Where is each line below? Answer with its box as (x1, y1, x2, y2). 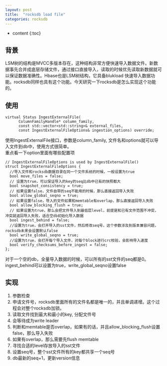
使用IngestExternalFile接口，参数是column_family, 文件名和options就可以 (5, 137, 155, 143)
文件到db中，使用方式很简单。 (9, 143, 72, 149)
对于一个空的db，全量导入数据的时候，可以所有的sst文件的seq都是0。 (5, 256, 149, 262)
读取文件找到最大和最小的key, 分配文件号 (12, 311, 96, 317)
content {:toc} (12, 30, 41, 36)
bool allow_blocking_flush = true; (9, 203, 83, 208)
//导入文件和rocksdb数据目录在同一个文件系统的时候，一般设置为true (9, 169, 135, 174)
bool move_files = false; (9, 174, 64, 179)
